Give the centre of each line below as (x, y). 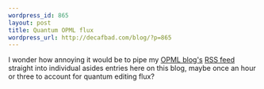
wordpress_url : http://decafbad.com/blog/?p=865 (90, 37)
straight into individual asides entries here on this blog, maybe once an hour (132, 69)
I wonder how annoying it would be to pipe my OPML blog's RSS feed (122, 60)
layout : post (30, 23)
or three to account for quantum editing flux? (81, 76)
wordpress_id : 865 (38, 15)
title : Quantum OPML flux (51, 30)
